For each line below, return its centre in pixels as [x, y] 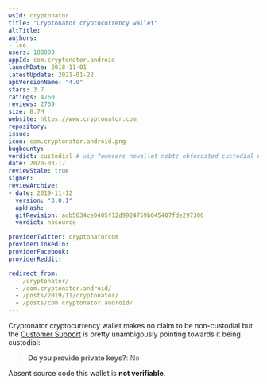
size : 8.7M [26, 112]
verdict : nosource [46, 223]
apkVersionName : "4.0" [46, 82]
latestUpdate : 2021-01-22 [51, 75]
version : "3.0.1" [44, 200]
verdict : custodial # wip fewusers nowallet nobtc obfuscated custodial [131, 156]
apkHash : [30, 208]
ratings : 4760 [32, 97]
